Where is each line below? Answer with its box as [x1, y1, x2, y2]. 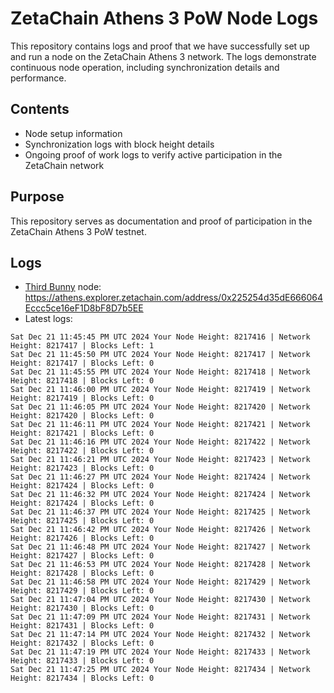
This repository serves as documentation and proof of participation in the [10, 215, 313, 227]
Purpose [10, 188, 65, 206]
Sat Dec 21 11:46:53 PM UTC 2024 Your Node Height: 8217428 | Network [10, 560, 311, 570]
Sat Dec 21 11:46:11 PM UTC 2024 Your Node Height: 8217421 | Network [10, 420, 311, 430]
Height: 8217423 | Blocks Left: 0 [10, 463, 155, 474]
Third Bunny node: [24, 281, 102, 293]
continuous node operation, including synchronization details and [10, 61, 280, 73]
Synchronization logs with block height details [24, 138, 215, 150]
